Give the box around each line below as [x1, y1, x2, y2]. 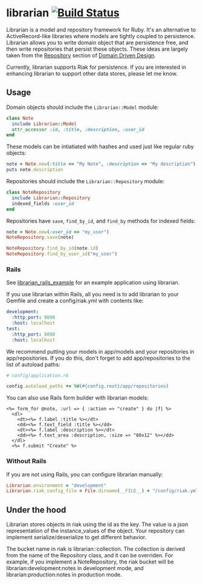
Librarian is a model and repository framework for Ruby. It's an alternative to [6, 26, 196, 33]
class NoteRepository [6, 189, 61, 195]
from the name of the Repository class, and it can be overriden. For [6, 552, 173, 559]
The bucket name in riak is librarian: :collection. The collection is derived [6, 545, 185, 553]
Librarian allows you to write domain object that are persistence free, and [6, 39, 188, 46]
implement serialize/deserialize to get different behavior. [6, 534, 147, 541]
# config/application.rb [6, 372, 69, 378]
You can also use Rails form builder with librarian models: [6, 394, 149, 401]
